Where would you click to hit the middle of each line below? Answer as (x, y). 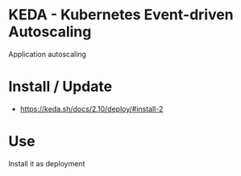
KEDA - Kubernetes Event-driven (121, 15)
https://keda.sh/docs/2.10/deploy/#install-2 (91, 108)
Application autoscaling (48, 54)
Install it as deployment (47, 163)
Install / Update (60, 87)
